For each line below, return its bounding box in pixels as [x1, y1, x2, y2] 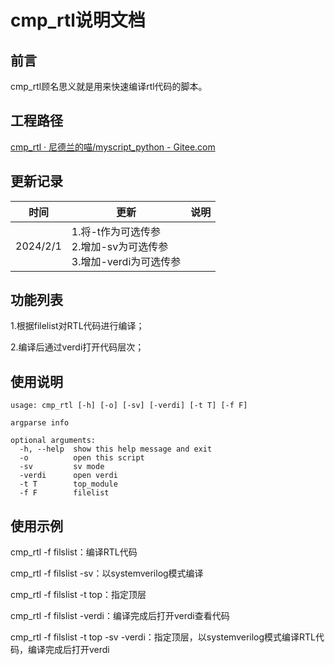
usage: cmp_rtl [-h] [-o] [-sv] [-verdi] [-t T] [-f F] [10, 401, 248, 411]
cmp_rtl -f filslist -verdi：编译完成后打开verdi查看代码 [10, 610, 230, 622]
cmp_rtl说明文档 [10, 9, 146, 32]
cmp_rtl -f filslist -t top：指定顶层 [10, 589, 147, 601]
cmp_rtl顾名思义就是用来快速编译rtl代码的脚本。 [10, 81, 208, 92]
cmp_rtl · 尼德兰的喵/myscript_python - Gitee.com [10, 141, 216, 153]
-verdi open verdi [19, 471, 118, 481]
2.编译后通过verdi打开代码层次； [10, 341, 145, 353]
